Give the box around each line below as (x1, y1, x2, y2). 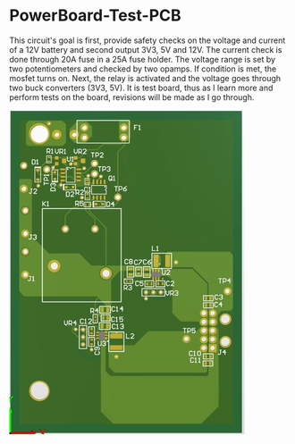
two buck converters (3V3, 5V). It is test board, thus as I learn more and (9, 82, 274, 93)
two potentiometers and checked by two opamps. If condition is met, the (9, 63, 277, 74)
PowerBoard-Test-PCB (9, 5, 181, 26)
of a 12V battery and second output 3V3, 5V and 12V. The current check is (9, 44, 282, 54)
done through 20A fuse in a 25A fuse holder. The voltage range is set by (9, 54, 275, 64)
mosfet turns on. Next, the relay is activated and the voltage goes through (9, 72, 282, 83)
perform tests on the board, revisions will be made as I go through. (9, 91, 255, 103)
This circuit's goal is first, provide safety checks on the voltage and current (9, 35, 286, 46)
